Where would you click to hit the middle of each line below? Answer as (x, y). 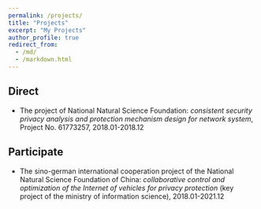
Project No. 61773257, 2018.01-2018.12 (82, 127)
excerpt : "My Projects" (47, 30)
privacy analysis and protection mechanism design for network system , (136, 118)
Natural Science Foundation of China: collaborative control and (122, 179)
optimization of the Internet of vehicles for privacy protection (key (127, 188)
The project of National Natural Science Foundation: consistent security (136, 110)
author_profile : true (44, 37)
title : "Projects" (38, 23)
